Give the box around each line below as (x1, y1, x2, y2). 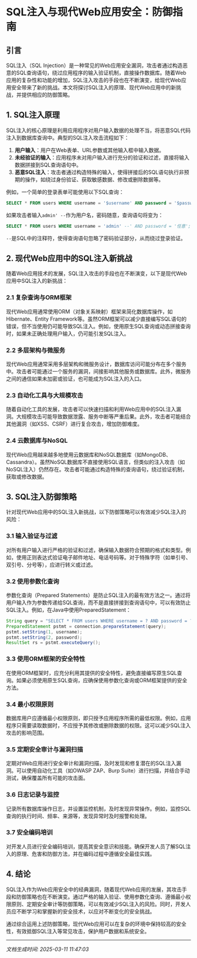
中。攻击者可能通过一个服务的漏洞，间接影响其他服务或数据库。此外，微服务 (6, 367, 191, 375)
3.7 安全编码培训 (6, 828, 53, 836)
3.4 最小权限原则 (6, 700, 54, 708)
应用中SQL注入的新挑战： (6, 277, 68, 285)
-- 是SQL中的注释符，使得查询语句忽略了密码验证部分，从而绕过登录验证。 (6, 234, 186, 241)
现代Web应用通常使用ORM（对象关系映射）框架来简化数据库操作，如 (6, 308, 173, 315)
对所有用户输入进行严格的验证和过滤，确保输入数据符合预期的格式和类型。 (6, 547, 186, 554)
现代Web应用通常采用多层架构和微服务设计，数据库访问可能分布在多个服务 (6, 360, 186, 367)
